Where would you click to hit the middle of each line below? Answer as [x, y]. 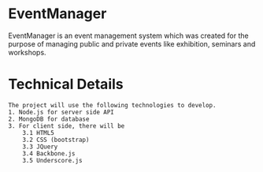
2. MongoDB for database [49, 119]
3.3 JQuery [40, 147]
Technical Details [66, 84]
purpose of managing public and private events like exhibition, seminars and [132, 43]
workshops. [27, 52]
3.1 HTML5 [39, 133]
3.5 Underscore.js [52, 160]
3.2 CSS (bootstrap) [56, 140]
